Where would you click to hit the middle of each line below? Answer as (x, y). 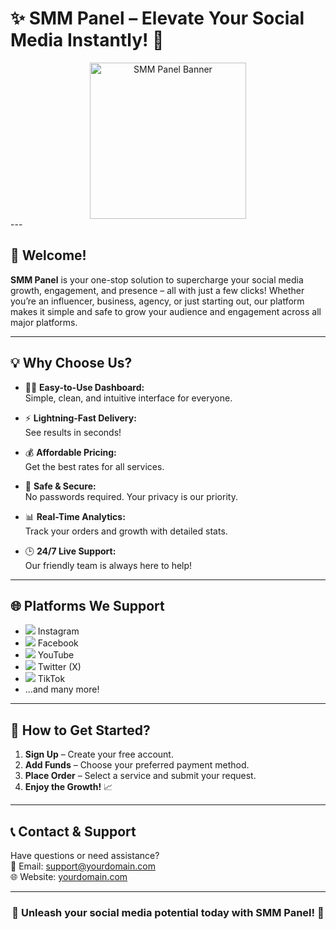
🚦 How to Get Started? (80, 730)
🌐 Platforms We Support (87, 605)
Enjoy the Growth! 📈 (68, 787)
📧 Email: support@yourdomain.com (83, 866)
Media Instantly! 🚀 (87, 40)
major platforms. (44, 322)
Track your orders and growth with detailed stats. (126, 531)
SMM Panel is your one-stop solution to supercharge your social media (157, 279)
